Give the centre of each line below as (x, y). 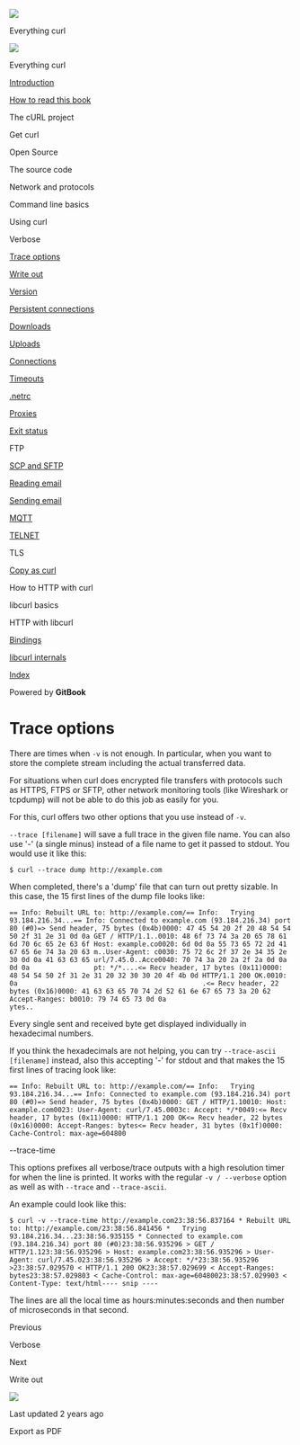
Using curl (28, 222)
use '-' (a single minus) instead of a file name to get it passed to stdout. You (150, 843)
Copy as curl (33, 570)
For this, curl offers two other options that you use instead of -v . (128, 816)
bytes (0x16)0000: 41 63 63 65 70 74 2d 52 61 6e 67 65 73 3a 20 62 (140, 991)
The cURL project (42, 117)
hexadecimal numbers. (52, 1033)
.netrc (20, 396)
